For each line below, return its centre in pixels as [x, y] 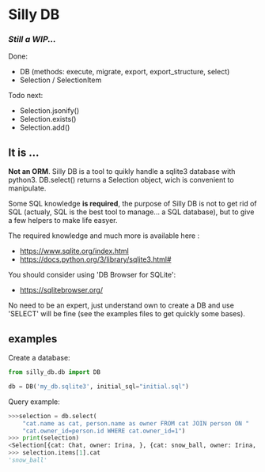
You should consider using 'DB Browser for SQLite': [92, 275]
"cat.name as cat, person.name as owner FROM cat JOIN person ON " [136, 423]
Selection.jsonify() [49, 111]
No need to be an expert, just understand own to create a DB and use [121, 305]
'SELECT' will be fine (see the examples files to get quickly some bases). [127, 314]
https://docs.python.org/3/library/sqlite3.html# [95, 259]
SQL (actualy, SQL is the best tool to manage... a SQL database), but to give [131, 212]
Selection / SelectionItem [61, 80]
